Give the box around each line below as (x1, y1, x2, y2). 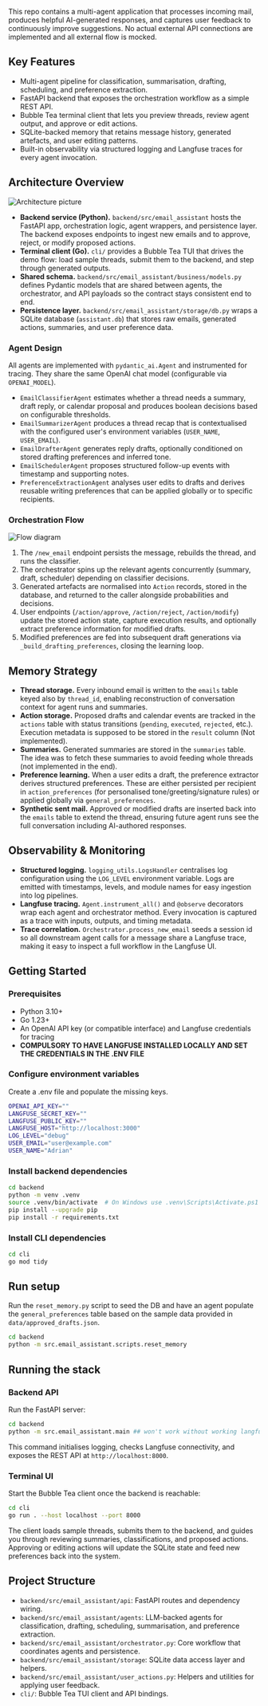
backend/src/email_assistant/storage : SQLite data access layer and (19, 1654, 246, 1665)
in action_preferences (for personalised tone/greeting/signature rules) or (19, 787, 260, 796)
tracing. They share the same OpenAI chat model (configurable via (8, 368, 227, 378)
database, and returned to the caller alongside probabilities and (19, 590, 229, 600)
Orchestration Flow (8, 514, 85, 525)
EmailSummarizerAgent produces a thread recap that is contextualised (19, 418, 247, 427)
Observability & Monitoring (8, 844, 146, 858)
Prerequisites (8, 989, 61, 1000)
